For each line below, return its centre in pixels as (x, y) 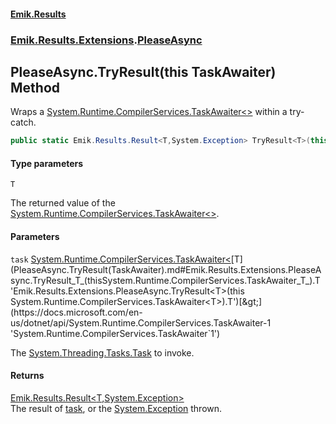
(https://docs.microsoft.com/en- (76, 312)
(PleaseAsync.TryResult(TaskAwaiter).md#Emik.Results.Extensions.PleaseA (166, 269)
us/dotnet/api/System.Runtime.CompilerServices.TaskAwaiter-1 (141, 322)
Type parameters (47, 163)
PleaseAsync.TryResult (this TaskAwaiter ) (143, 71)
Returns (27, 376)
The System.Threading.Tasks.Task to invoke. (102, 352)
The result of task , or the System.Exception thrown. (116, 408)
